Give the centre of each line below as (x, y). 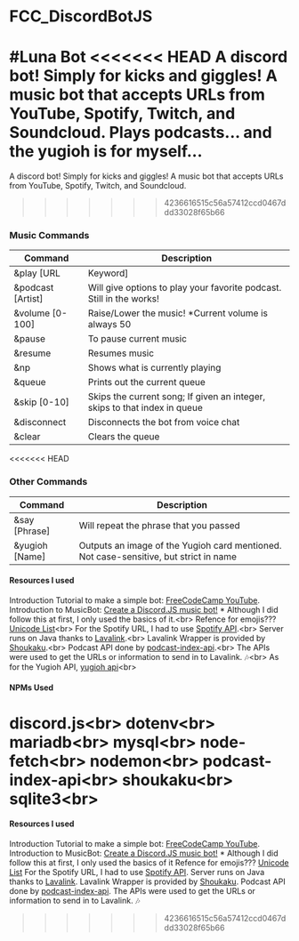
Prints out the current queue (147, 382)
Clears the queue (124, 437)
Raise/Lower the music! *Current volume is (178, 313)
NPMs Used (32, 688)
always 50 (109, 325)
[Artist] (28, 299)
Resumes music (121, 353)
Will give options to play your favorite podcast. (185, 288)
